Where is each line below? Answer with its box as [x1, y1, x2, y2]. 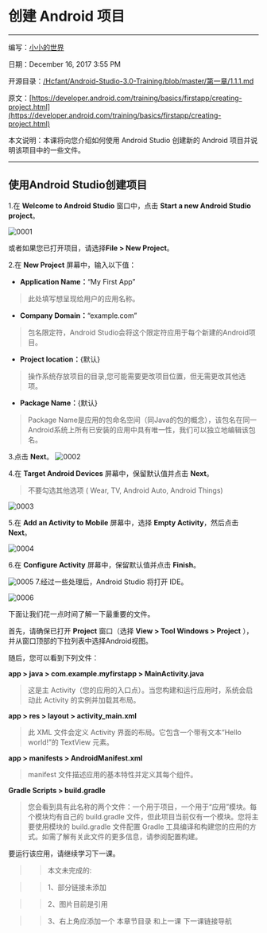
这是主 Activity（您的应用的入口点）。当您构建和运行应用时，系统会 [27, 685, 246, 695]
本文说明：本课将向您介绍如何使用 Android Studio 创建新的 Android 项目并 [8, 135, 251, 145]
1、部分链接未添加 [47, 882, 107, 892]
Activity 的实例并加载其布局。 [43, 695, 141, 704]
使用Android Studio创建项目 [8, 178, 148, 192]
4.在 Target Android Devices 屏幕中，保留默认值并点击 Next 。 [8, 468, 214, 478]
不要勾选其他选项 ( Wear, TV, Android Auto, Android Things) [27, 486, 224, 495]
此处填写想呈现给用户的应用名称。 [27, 293, 140, 303]
